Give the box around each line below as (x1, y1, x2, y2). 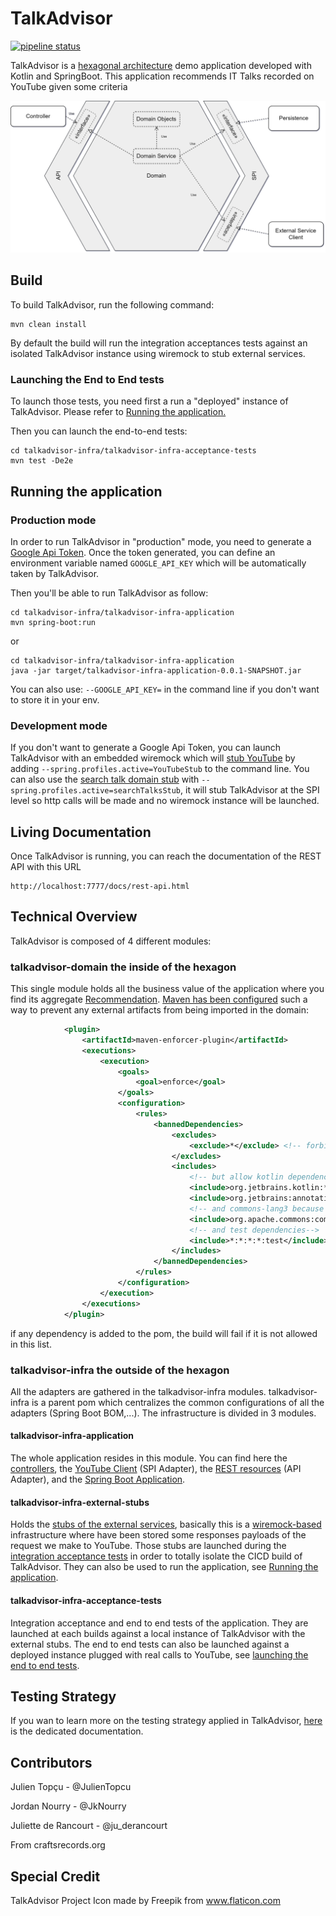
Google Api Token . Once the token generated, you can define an (10, 546, 276, 558)
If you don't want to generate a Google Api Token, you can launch (10, 742, 282, 754)
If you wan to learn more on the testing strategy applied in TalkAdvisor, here (10, 1715, 323, 1727)
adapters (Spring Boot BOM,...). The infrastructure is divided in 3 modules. (10, 1407, 317, 1419)
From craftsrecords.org (10, 1839, 106, 1851)
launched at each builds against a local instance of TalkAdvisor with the (10, 1627, 306, 1639)
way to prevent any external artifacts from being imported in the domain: (10, 1004, 310, 1016)
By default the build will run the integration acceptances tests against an (10, 337, 308, 349)
